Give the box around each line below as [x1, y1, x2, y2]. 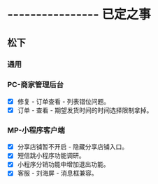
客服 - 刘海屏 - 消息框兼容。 [17, 169, 98, 178]
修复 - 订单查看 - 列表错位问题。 [17, 97, 110, 105]
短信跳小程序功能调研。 [17, 152, 85, 160]
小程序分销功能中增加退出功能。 [17, 160, 110, 169]
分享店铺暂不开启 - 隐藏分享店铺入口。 [17, 143, 129, 151]
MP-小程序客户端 [7, 125, 65, 135]
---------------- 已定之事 [7, 6, 152, 22]
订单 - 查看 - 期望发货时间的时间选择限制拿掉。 [17, 106, 153, 114]
